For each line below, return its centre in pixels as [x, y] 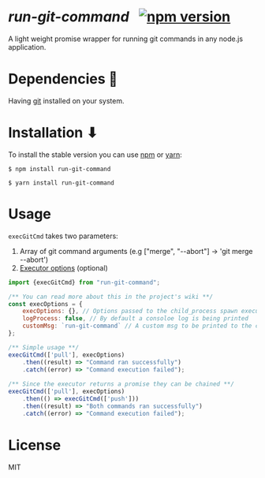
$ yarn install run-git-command [61, 183]
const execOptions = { [45, 304]
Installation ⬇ [53, 133]
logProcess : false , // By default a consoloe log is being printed [135, 319]
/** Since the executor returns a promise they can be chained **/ [121, 384]
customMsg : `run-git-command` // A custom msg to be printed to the [137, 326]
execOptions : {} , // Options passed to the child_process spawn [130, 312]
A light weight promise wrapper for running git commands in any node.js [125, 39]
